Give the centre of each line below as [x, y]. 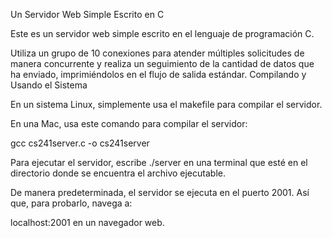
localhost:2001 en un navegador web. [87, 222]
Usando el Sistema [49, 85]
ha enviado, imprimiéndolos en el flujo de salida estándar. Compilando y [158, 74]
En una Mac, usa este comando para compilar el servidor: [129, 123]
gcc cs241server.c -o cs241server [80, 143]
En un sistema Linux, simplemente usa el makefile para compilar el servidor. [166, 104]
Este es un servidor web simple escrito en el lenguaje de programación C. [162, 33]
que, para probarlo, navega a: [71, 203]
